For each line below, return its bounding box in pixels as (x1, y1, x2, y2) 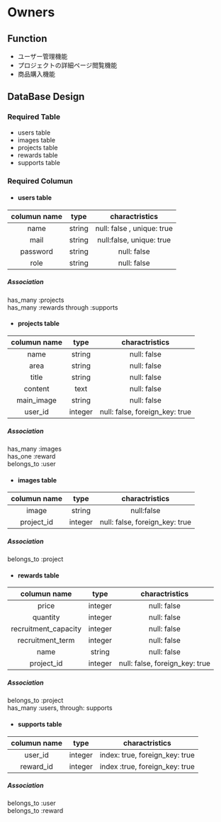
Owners (7, 4, 55, 21)
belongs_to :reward (7, 806, 64, 815)
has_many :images (7, 444, 62, 453)
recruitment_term (17, 636, 75, 646)
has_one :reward (7, 451, 56, 461)
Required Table (7, 112, 61, 122)
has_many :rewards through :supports (7, 303, 118, 312)
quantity (32, 612, 60, 622)
